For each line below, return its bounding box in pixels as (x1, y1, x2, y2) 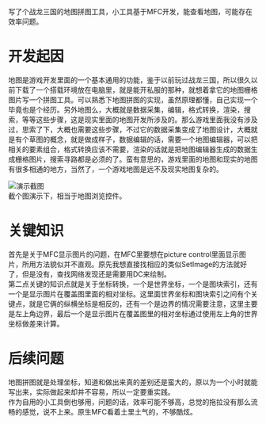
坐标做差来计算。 (8, 319, 64, 328)
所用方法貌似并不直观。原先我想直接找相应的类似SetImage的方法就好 (21, 259, 248, 269)
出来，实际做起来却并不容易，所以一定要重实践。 (14, 387, 175, 396)
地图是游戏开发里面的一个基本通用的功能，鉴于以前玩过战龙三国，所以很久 (8, 74, 251, 85)
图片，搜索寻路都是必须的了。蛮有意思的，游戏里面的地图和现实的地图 (28, 154, 258, 164)
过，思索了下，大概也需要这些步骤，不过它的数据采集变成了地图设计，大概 (8, 124, 251, 134)
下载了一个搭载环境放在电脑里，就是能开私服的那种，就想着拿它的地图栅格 (14, 85, 258, 94)
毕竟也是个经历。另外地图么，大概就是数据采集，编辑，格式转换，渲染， (8, 105, 244, 114)
